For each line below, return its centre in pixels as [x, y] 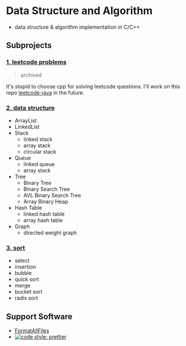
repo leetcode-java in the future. [45, 93]
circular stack [40, 151]
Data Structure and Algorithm [80, 11]
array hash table [43, 220]
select [22, 261]
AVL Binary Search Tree [52, 195]
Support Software [39, 316]
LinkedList [27, 127]
